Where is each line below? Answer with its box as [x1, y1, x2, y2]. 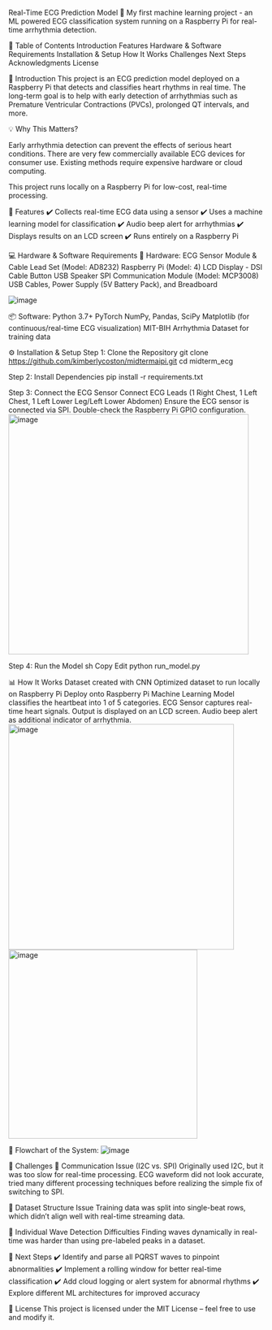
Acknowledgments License [8, 58, 99, 67]
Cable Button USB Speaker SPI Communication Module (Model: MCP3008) [8, 271, 259, 280]
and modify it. [8, 1313, 55, 1322]
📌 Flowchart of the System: [8, 1145, 99, 1154]
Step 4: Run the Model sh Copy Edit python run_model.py [8, 661, 201, 671]
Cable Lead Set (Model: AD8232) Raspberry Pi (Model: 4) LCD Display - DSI [8, 263, 263, 272]
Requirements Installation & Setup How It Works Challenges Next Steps [8, 50, 246, 59]
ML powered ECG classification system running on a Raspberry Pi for [8, 16, 240, 26]
